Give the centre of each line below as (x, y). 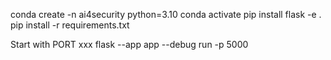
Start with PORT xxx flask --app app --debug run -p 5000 (129, 44)
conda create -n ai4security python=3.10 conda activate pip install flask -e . (166, 14)
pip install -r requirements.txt (70, 25)
